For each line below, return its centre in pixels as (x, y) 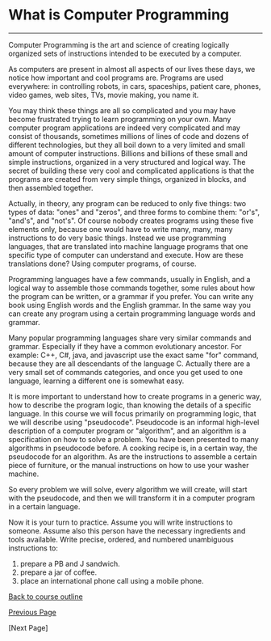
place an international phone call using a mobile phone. (112, 580)
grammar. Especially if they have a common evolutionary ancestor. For (125, 346)
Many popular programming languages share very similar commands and (130, 338)
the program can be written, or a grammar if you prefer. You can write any (131, 296)
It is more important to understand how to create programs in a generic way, (135, 396)
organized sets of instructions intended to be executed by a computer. (125, 53)
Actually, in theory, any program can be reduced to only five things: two (127, 203)
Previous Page (32, 612)
